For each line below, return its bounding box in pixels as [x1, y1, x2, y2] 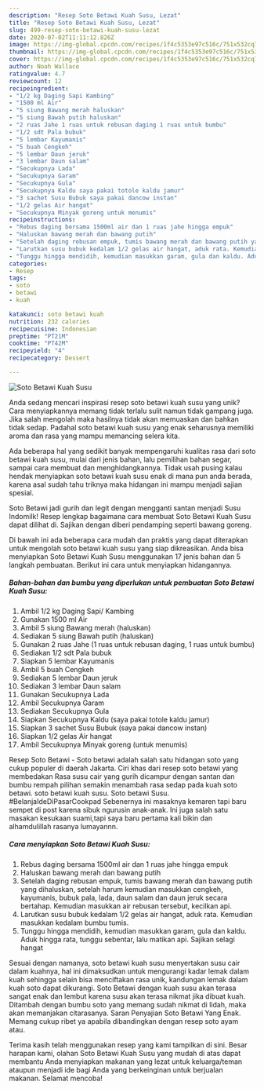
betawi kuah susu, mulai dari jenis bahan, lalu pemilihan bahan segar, [9, 455, 232, 464]
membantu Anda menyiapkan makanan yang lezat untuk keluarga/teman [9, 1057, 243, 1066]
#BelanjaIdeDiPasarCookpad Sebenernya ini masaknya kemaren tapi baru [9, 796, 247, 806]
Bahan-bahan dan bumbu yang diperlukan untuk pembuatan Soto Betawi [9, 578, 255, 587]
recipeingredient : [9, 84, 69, 93]
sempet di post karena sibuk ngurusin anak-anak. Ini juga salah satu [9, 805, 228, 814]
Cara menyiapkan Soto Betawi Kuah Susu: [9, 839, 151, 849]
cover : [9, 56, 31, 64]
